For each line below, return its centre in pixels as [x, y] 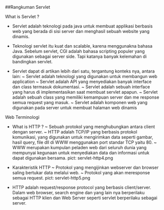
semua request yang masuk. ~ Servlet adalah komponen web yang [80, 102]
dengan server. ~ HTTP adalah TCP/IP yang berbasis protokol [75, 132]
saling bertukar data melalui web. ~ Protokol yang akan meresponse [81, 173]
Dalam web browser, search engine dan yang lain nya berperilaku [78, 193]
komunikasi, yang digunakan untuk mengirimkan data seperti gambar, [83, 137]
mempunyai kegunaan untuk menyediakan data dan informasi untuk [81, 153]
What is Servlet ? [22, 16]
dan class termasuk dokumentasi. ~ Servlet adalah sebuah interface [81, 87]
